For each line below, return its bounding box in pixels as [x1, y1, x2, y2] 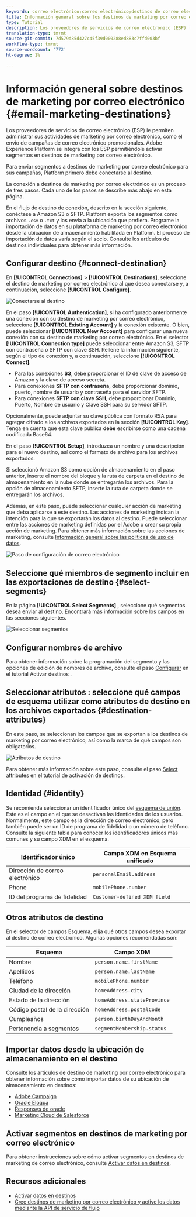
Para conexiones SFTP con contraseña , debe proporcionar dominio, [14, 383, 179, 390]
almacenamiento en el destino [6, 1054, 118, 1064]
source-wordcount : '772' [6, 47, 66, 53]
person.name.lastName [94, 968, 155, 975]
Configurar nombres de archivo [6, 642, 123, 652]
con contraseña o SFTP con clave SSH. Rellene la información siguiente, [6, 346, 180, 353]
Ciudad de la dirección [9, 986, 71, 995]
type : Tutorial [6, 19, 43, 25]
